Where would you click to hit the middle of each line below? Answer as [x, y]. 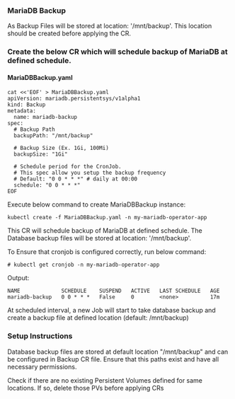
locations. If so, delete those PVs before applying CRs [86, 388]
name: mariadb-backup [46, 117]
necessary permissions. [42, 366]
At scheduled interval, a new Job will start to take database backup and [111, 311]
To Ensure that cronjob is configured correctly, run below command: [107, 252]
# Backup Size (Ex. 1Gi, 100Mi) [62, 148]
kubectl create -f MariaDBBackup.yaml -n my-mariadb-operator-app [107, 218]
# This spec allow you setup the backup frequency [90, 173]
